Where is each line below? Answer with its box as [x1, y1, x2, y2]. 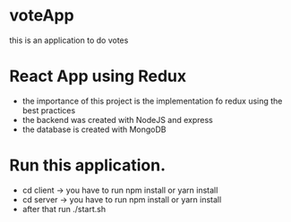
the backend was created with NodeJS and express [21, 114, 213, 125]
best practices [21, 104, 76, 116]
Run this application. [9, 155, 167, 176]
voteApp [9, 5, 74, 26]
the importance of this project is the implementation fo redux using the [21, 95, 283, 106]
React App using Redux [9, 66, 186, 86]
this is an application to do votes [9, 35, 129, 45]
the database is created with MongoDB [21, 124, 167, 135]
